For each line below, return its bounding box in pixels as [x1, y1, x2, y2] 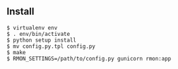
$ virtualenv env [6, 24, 58, 31]
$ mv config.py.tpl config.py [6, 42, 96, 50]
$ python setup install [6, 37, 77, 44]
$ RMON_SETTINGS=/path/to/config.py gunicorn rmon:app [6, 55, 172, 62]
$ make [6, 49, 26, 56]
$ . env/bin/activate [6, 30, 71, 37]
